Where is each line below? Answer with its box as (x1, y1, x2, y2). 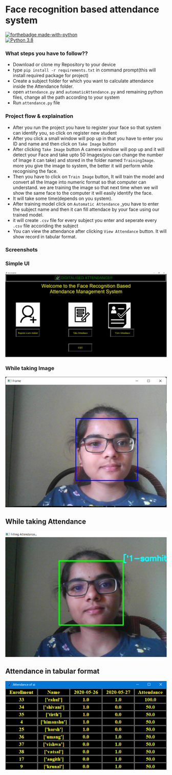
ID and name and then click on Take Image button (12, 140, 116, 147)
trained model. (12, 212, 44, 218)
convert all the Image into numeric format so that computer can (12, 179, 147, 185)
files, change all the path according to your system (12, 94, 120, 101)
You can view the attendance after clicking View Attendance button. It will (12, 228, 167, 234)
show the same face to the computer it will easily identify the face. (12, 190, 153, 196)
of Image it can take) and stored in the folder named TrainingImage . (12, 157, 155, 163)
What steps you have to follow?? (5, 50, 88, 57)
